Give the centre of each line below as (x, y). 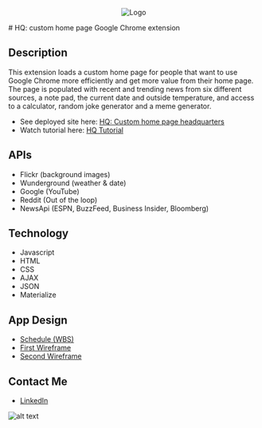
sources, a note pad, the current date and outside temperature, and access (131, 97)
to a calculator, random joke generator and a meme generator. (110, 106)
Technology (39, 234)
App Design (38, 320)
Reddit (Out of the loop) (59, 200)
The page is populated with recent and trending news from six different (125, 89)
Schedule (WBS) (47, 339)
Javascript (37, 252)
